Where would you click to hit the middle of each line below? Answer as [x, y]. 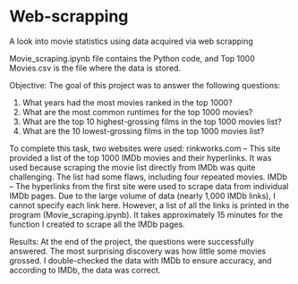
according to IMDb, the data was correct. [85, 270]
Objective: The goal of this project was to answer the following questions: [145, 85]
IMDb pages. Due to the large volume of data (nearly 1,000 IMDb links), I [142, 196]
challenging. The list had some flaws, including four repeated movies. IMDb [149, 177]
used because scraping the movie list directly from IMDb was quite [132, 167]
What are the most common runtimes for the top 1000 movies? [137, 112]
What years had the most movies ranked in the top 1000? [127, 102]
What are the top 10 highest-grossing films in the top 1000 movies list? [152, 121]
